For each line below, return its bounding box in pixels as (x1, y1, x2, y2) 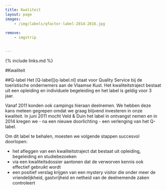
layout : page (5, 12, 32, 17)
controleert (12, 180, 36, 186)
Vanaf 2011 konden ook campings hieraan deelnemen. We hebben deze (5, 102, 151, 108)
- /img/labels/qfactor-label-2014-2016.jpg (14, 21, 106, 26)
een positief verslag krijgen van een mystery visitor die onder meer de (12, 169, 156, 175)
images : (5, 16, 21, 21)
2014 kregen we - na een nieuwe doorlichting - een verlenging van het (5, 118, 149, 124)
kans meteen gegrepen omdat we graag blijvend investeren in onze (5, 107, 143, 113)
